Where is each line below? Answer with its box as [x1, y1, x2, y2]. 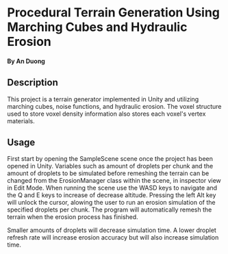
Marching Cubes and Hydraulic [7, 19, 188, 35]
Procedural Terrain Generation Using [7, 5, 220, 21]
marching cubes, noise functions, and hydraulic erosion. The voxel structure [7, 102, 222, 110]
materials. [7, 116, 36, 125]
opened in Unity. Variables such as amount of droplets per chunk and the [7, 162, 214, 170]
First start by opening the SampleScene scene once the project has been [7, 155, 214, 163]
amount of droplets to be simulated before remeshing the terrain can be [7, 169, 210, 177]
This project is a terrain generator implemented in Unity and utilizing [7, 94, 199, 103]
